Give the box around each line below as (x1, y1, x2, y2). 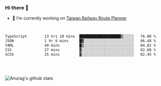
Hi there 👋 (5, 4, 29, 11)
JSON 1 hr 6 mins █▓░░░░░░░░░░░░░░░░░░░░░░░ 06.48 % (5, 39, 156, 43)
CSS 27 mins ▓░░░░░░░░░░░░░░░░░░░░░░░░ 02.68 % (5, 47, 156, 52)
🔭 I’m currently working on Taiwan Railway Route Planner (12, 15, 127, 21)
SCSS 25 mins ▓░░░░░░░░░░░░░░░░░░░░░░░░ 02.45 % (5, 52, 156, 57)
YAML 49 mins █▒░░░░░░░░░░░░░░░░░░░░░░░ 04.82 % (5, 43, 156, 48)
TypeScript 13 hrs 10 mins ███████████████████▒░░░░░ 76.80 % (5, 34, 156, 39)
